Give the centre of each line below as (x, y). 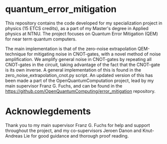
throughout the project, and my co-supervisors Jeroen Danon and (73, 130)
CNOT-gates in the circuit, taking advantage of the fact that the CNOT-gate (83, 64)
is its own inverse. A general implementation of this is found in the (73, 70)
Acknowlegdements (48, 111)
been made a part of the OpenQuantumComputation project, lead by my (79, 80)
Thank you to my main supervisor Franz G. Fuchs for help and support (78, 125)
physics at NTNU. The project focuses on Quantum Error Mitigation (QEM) (82, 33)
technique (16, 54)
